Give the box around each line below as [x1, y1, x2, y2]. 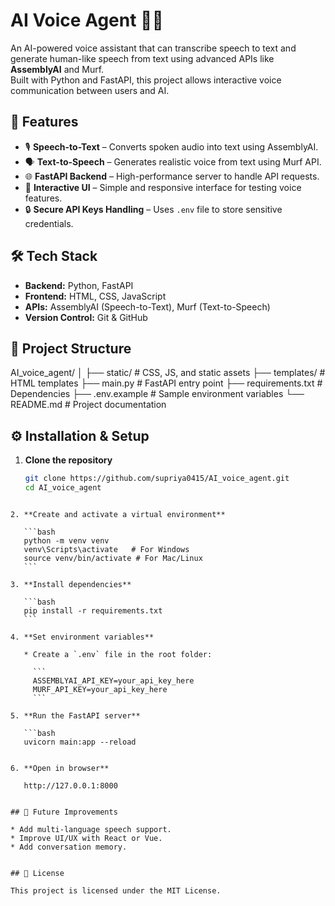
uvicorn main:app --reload [23, 737, 137, 747]
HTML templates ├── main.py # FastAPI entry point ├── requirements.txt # [10, 377, 323, 389]
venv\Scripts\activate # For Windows [23, 544, 190, 554]
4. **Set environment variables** [10, 632, 155, 642]
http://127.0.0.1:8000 [23, 780, 118, 791]
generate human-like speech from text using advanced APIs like [10, 52, 275, 64]
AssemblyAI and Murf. [10, 63, 105, 75]
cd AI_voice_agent [24, 483, 102, 493]
